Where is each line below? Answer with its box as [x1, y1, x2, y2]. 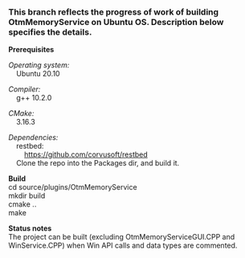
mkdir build [8, 191, 46, 201]
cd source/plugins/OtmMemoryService [8, 182, 138, 192]
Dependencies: [8, 133, 59, 142]
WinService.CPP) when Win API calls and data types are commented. [8, 240, 238, 251]
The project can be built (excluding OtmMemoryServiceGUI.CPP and [8, 232, 235, 242]
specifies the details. [8, 27, 92, 38]
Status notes [8, 223, 52, 233]
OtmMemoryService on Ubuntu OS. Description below [8, 16, 224, 27]
